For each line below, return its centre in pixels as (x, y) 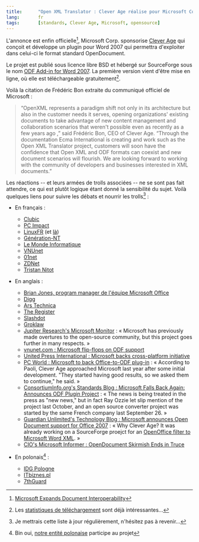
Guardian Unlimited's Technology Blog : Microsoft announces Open (106, 419)
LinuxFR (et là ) (41, 232)
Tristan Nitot (39, 270)
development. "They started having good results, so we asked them (106, 375)
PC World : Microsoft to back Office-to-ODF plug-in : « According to (107, 362)
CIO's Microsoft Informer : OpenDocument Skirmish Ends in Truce (104, 444)
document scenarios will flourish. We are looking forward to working (104, 158)
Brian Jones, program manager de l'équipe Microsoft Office (96, 293)
